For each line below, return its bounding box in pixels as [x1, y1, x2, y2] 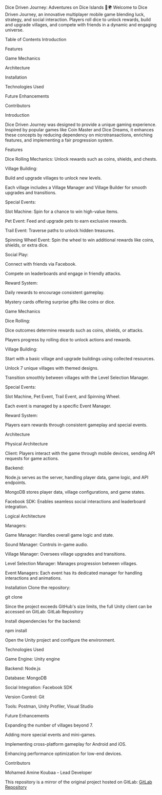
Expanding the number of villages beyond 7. [5, 722, 94, 728]
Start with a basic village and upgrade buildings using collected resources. [5, 356, 155, 361]
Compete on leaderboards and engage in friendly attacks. [5, 271, 121, 276]
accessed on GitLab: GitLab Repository [5, 609, 84, 614]
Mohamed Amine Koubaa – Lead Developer [5, 770, 92, 775]
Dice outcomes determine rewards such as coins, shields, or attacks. [5, 327, 144, 333]
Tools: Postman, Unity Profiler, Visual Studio [5, 703, 94, 709]
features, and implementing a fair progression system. [5, 137, 114, 143]
